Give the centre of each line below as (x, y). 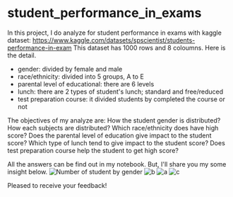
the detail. (22, 55)
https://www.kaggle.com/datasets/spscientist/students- (114, 40)
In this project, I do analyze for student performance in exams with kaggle (115, 33)
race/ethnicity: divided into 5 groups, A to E (81, 77)
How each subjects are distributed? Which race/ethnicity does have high (113, 128)
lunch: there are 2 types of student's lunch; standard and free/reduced (120, 91)
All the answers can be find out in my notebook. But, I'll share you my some (117, 164)
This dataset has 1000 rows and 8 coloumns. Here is (149, 47)
